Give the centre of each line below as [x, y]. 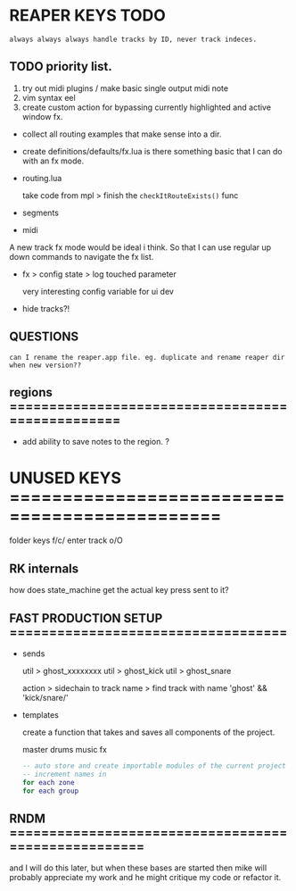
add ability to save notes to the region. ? [95, 442]
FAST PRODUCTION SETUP [86, 618]
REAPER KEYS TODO [88, 16]
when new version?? [45, 365]
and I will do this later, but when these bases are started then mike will [138, 868]
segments [41, 212]
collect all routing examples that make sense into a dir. [122, 134]
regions [31, 392]
